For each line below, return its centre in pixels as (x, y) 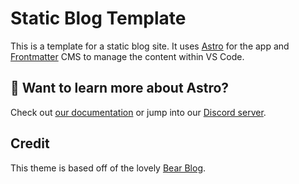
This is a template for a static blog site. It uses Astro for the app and (150, 46)
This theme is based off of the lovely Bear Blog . (108, 168)
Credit (30, 143)
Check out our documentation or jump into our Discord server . (138, 112)
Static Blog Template (98, 18)
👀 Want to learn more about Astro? (120, 88)
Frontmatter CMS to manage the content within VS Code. (127, 56)
